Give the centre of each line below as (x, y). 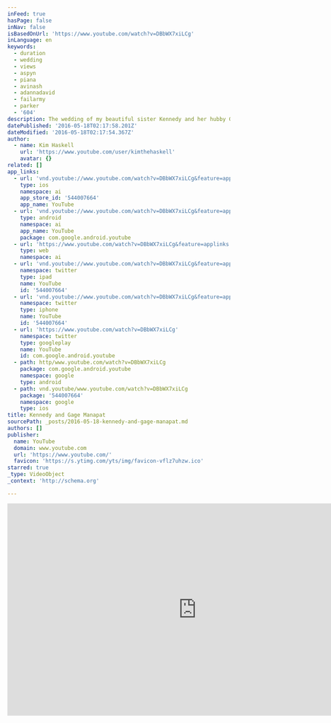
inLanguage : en (30, 40)
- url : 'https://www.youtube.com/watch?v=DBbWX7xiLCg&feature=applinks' (123, 244)
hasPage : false (30, 21)
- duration (30, 54)
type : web (35, 251)
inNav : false (27, 27)
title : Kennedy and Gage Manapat (57, 415)
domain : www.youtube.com (50, 448)
